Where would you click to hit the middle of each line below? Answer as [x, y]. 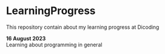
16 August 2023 [26, 38]
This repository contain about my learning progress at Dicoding [83, 27]
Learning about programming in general [54, 45]
